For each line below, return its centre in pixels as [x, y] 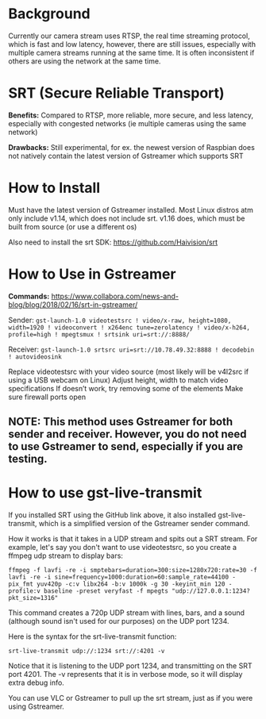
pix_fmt [21, 584]
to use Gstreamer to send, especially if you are [126, 446]
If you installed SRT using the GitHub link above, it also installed [112, 515]
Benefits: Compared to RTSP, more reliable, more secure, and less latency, [131, 115]
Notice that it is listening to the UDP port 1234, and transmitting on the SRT [130, 666]
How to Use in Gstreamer [92, 274]
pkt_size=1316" [33, 598]
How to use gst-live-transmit [105, 493]
